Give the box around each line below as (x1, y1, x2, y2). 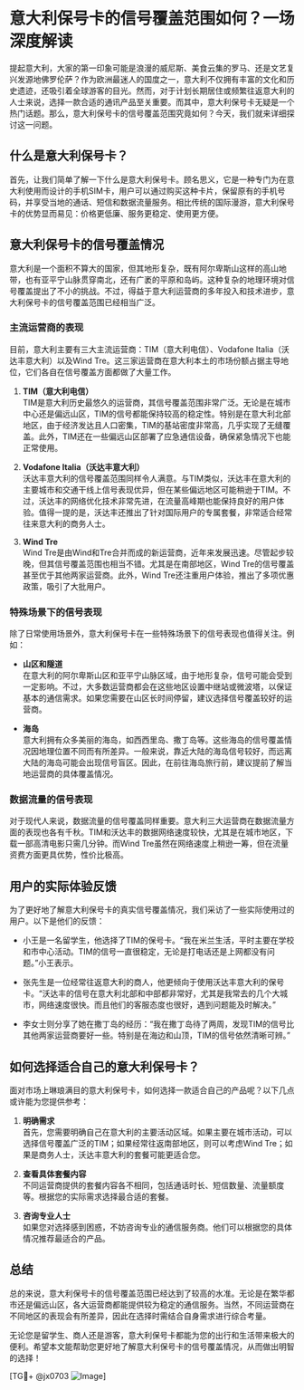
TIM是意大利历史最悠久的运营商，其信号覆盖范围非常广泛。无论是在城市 (22, 397, 291, 407)
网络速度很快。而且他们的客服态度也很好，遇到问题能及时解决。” (38, 1000, 276, 1011)
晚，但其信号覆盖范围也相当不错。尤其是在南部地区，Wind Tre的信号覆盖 (22, 558, 295, 569)
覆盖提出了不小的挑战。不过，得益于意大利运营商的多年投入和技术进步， (16, 285, 287, 296)
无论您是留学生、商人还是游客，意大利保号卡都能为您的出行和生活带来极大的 (9, 1329, 295, 1340)
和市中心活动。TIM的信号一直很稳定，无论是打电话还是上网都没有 (22, 946, 268, 957)
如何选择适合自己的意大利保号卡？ (9, 1059, 200, 1074)
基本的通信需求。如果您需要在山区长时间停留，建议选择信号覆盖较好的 (22, 693, 285, 704)
